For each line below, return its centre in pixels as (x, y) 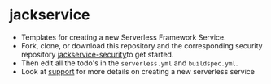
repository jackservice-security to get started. (97, 54)
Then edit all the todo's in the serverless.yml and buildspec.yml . (129, 63)
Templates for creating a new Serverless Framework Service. (123, 37)
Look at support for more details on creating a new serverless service (138, 71)
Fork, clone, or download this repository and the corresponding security (142, 45)
